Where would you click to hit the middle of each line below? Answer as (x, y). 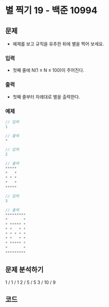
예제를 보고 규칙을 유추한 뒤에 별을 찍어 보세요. (58, 44)
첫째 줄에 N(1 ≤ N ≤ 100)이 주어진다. (48, 70)
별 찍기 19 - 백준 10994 (51, 10)
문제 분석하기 (24, 270)
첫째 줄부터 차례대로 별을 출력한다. (46, 96)
